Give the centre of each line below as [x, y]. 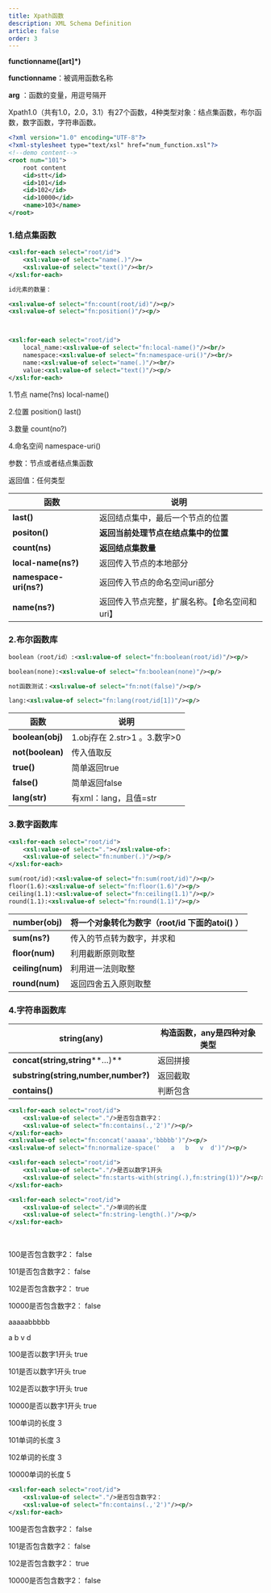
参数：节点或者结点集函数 [51, 463]
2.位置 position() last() [45, 411]
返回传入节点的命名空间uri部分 [157, 582]
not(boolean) [38, 752]
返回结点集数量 [128, 548]
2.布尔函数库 [33, 640]
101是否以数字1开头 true [48, 1372]
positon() [31, 532]
